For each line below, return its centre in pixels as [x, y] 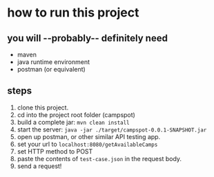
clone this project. [43, 107]
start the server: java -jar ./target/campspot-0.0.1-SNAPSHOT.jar [112, 129]
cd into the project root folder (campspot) [76, 114]
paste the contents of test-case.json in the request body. [99, 158]
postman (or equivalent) [51, 69]
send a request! [39, 166]
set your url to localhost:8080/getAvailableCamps [87, 144]
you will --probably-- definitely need [87, 38]
